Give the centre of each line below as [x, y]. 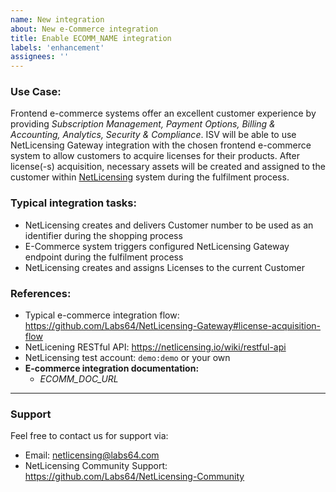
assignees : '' [40, 57]
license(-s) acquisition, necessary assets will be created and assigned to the [168, 167]
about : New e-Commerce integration [84, 29]
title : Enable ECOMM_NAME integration [91, 38]
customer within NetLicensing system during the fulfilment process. [150, 177]
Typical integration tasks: [73, 203]
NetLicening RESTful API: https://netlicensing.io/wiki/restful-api [155, 347]
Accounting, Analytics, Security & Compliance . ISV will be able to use [153, 135]
